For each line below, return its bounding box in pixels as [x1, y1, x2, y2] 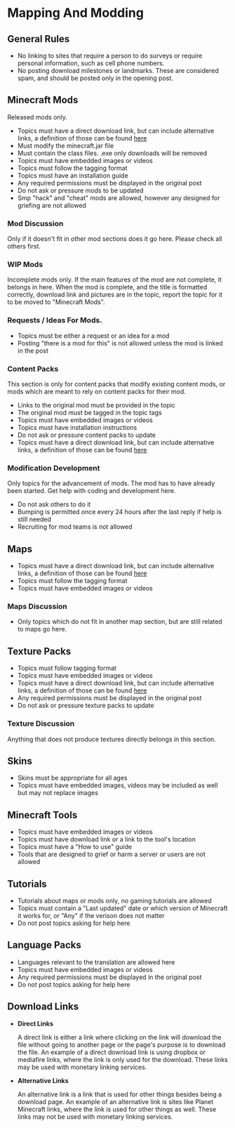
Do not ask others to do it [17, 500, 91, 509]
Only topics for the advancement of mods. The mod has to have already [7, 479, 215, 487]
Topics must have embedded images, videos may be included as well [17, 781, 219, 789]
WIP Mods [7, 260, 43, 270]
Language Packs [7, 939, 82, 951]
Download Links [7, 1001, 79, 1013]
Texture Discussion [7, 719, 75, 728]
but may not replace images [17, 789, 98, 797]
